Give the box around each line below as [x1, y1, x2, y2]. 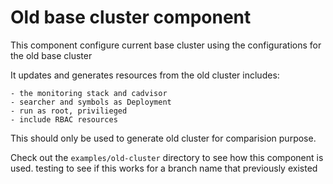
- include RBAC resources [10, 114, 118, 125]
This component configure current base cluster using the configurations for [10, 39, 322, 51]
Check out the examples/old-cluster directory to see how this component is [10, 151, 324, 163]
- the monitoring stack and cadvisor [10, 88, 168, 98]
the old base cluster [10, 49, 93, 61]
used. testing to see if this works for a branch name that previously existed [10, 162, 318, 174]
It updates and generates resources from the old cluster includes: [10, 69, 280, 81]
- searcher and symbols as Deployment [10, 97, 172, 107]
